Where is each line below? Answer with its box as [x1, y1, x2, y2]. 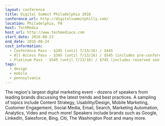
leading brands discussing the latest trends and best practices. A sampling [5, 94, 156, 100]
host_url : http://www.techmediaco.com [5, 30, 84, 35]
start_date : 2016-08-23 [5, 35, 54, 40]
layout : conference [5, 7, 45, 12]
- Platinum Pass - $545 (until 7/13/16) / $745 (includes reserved [9, 57, 151, 62]
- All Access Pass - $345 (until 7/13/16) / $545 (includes [9, 52, 135, 58]
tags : [5, 62, 16, 67]
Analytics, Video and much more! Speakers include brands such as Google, [5, 110, 158, 116]
